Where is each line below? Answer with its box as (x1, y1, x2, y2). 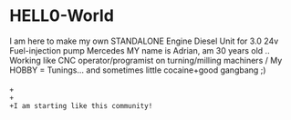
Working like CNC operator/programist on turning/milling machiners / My (9, 55, 283, 65)
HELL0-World (9, 5, 114, 26)
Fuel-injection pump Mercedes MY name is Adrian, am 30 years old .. (9, 45, 271, 55)
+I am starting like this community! (9, 101, 153, 110)
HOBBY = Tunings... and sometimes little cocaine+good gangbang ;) (9, 65, 266, 75)
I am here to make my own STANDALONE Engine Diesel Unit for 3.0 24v (9, 35, 279, 46)
